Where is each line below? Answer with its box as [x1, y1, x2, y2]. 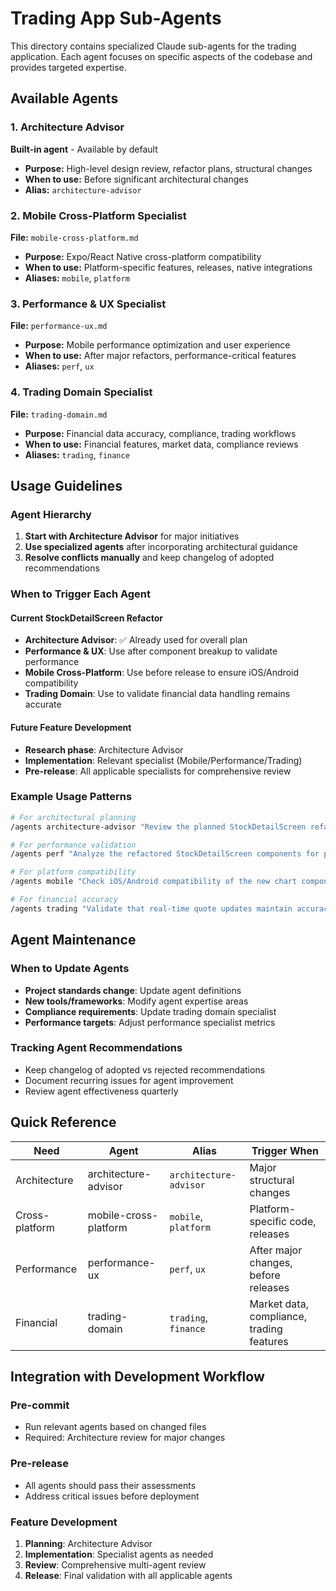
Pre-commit [10, 1398, 70, 1412]
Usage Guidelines [10, 477, 123, 494]
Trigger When [251, 1143, 319, 1157]
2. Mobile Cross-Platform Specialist [10, 208, 187, 222]
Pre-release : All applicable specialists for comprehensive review [24, 765, 292, 777]
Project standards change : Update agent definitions [24, 984, 242, 996]
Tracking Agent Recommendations [10, 1041, 183, 1055]
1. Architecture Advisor [10, 120, 125, 134]
